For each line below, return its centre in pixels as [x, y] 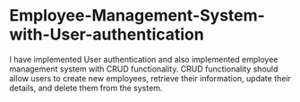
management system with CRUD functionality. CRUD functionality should [144, 69]
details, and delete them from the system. [86, 88]
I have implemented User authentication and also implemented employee [144, 59]
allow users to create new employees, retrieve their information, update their [150, 78]
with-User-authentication [107, 34]
